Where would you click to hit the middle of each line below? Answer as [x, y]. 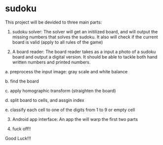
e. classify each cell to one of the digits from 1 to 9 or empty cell [70, 110]
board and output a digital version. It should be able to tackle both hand [85, 57]
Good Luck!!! [18, 138]
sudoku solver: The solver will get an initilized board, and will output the [85, 31]
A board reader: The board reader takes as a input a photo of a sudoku [84, 52]
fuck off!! [21, 129]
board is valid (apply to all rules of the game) [58, 42]
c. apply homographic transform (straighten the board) [61, 90]
